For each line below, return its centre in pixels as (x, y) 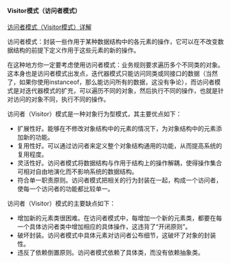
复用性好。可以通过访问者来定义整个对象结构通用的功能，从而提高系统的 (119, 146)
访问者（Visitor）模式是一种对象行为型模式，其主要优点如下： (95, 114)
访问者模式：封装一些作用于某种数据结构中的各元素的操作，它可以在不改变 (112, 42)
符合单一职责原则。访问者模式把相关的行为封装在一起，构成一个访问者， (119, 180)
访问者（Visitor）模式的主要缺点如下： (61, 204)
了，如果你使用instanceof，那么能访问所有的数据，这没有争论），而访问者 (111, 82)
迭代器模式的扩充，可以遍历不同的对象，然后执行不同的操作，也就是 (121, 91)
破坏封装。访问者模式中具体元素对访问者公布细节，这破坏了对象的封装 (117, 235)
